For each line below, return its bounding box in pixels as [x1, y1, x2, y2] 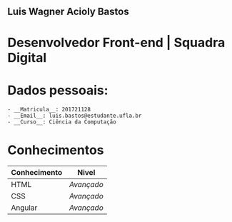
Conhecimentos [7, 142, 104, 158]
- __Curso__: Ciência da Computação [7, 118, 116, 126]
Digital [7, 49, 47, 66]
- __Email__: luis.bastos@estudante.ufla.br [7, 112, 142, 119]
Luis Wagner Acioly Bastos [7, 6, 130, 18]
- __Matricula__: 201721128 [7, 106, 91, 113]
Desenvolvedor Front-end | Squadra [7, 34, 226, 51]
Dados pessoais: [7, 82, 109, 99]
